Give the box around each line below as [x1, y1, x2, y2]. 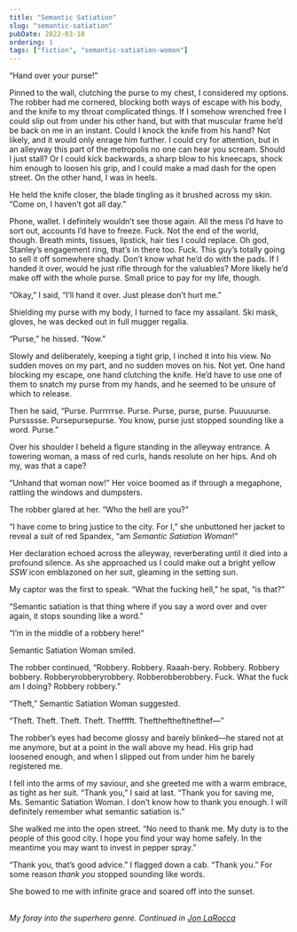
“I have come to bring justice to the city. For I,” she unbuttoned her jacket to [9, 521, 285, 532]
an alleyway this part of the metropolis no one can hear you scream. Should [9, 144, 285, 155]
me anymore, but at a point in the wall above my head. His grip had [9, 742, 254, 753]
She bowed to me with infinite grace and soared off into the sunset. [9, 886, 255, 897]
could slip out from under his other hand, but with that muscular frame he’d [9, 116, 284, 127]
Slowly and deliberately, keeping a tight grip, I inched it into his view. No [9, 351, 272, 362]
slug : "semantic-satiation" [9, 21, 113, 30]
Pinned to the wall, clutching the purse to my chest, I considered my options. [9, 88, 289, 98]
